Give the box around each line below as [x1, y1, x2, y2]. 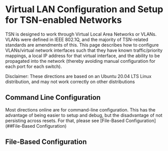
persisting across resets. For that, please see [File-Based [5, 118, 125, 124]
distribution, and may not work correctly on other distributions [5, 79, 136, 85]
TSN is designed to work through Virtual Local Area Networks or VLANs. [5, 31, 157, 37]
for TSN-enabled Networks [5, 14, 122, 26]
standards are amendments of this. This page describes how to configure [5, 42, 159, 48]
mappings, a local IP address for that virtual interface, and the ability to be [5, 52, 160, 59]
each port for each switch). [5, 63, 62, 69]
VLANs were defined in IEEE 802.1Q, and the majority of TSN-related [5, 36, 149, 43]
